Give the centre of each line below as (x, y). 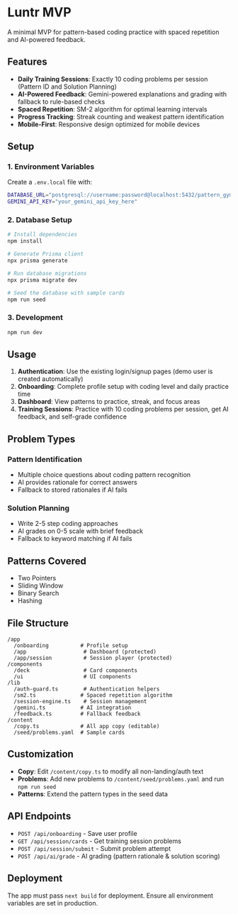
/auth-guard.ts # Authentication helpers (87, 689)
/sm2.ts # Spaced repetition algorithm (93, 695)
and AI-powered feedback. (47, 39)
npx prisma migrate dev (42, 280)
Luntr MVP (40, 12)
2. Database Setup (40, 220)
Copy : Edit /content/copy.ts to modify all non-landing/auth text (110, 771)
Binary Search (38, 593)
